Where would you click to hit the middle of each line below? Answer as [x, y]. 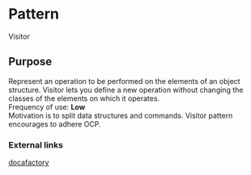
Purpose [30, 62]
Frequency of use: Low [47, 106]
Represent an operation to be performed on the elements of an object [124, 81]
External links [36, 144]
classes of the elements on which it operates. [84, 98]
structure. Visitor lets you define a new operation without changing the [126, 90]
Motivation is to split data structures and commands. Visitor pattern [121, 115]
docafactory [29, 163]
